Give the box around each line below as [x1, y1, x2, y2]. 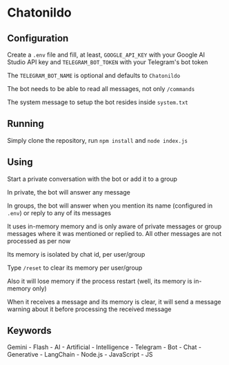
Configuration [7, 32, 69, 44]
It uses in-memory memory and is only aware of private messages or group [7, 222, 222, 230]
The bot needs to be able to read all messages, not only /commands [7, 85, 195, 92]
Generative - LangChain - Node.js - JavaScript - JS [7, 351, 153, 359]
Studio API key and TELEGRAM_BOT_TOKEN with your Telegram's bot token [7, 58, 208, 66]
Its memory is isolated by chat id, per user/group [7, 250, 146, 258]
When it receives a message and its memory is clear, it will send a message [7, 297, 221, 306]
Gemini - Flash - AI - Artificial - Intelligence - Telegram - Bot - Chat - [7, 343, 202, 351]
